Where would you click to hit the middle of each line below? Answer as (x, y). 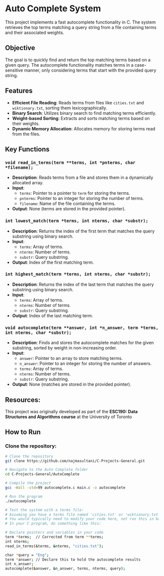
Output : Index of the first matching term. (53, 262)
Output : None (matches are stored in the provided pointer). (72, 384)
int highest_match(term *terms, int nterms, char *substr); (78, 274)
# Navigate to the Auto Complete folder (47, 470)
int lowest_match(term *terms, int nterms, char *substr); (77, 221)
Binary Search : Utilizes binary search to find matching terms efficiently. (84, 113)
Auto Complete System (53, 9)
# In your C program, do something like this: (53, 524)
